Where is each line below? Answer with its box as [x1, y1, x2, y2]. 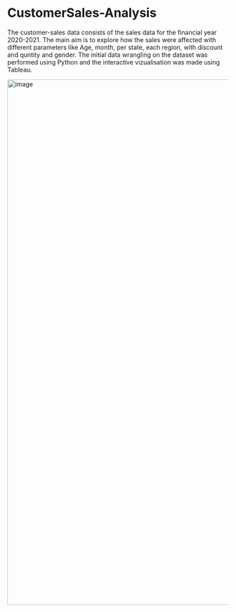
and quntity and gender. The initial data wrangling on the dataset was [7, 51, 208, 59]
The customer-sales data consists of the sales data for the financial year [7, 28, 217, 36]
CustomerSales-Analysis [7, 5, 157, 21]
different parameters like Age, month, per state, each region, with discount [7, 43, 223, 51]
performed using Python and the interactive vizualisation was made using [7, 58, 220, 66]
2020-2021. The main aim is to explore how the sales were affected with [7, 35, 216, 44]
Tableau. [7, 65, 33, 74]
